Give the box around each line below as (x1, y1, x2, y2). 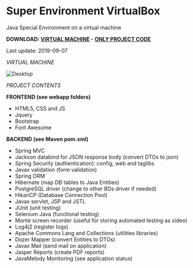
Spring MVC (14, 147, 45, 154)
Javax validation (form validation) (14, 166, 97, 173)
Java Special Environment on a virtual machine (6, 24, 121, 31)
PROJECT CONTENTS (6, 82, 61, 89)
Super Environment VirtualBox (6, 4, 160, 18)
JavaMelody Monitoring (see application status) (14, 255, 133, 262)
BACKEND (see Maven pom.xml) (6, 135, 88, 143)
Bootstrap (14, 118, 39, 125)
